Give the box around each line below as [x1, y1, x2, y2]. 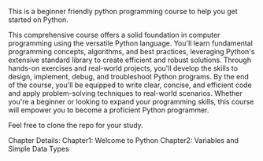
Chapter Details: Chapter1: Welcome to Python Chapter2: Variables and [8, 136, 239, 145]
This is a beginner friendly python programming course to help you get [8, 7, 238, 16]
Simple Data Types [8, 145, 69, 153]
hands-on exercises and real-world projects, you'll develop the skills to [8, 64, 239, 73]
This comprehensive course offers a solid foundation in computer [8, 31, 220, 39]
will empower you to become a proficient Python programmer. [8, 105, 209, 115]
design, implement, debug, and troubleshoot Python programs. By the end [8, 72, 250, 81]
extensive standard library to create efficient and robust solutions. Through [8, 55, 252, 64]
